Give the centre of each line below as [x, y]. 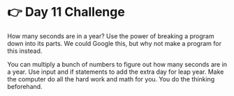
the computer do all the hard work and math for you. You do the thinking [111, 79]
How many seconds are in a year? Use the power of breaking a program [111, 36]
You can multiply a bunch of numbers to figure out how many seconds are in [117, 64]
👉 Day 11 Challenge [66, 12]
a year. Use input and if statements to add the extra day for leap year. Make [116, 72]
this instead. [25, 51]
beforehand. [25, 86]
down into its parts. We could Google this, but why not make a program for [115, 43]
